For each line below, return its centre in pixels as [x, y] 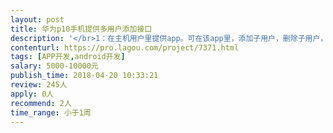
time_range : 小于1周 [51, 112]
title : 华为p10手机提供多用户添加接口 [81, 29]
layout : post [37, 19]
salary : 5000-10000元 [54, 66]
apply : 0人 [32, 94]
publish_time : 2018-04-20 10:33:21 [84, 76]
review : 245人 [39, 85]
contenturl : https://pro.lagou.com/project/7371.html [125, 47]
